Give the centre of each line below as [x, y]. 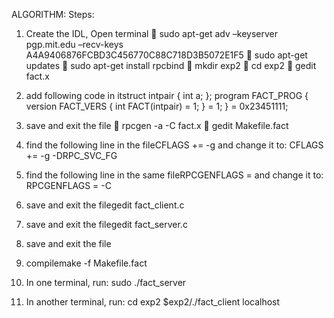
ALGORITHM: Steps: [53, 14]
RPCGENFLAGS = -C [68, 185]
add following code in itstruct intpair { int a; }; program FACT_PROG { [167, 95]
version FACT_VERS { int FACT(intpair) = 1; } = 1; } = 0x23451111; [157, 106]
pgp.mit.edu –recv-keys [74, 44]
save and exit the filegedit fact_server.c [106, 224]
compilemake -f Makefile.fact [86, 263]
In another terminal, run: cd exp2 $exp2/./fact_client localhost [153, 302]
